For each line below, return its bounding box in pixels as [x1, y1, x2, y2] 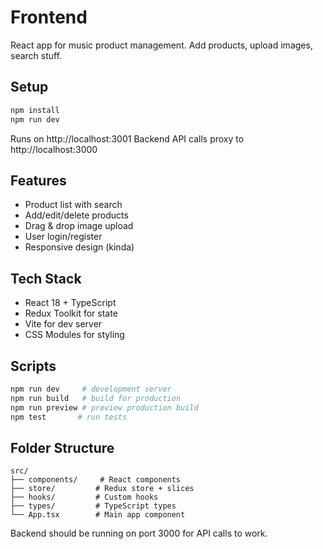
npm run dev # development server [10, 384, 172, 394]
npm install [10, 105, 60, 115]
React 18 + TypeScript [24, 297, 117, 309]
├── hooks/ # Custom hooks [10, 492, 159, 503]
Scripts [10, 357, 57, 375]
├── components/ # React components [10, 475, 182, 485]
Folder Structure [10, 439, 115, 456]
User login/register [24, 231, 103, 243]
